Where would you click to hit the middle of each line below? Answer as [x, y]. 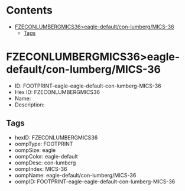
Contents [30, 10]
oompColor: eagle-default [46, 156]
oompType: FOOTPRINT [44, 144]
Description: [30, 105]
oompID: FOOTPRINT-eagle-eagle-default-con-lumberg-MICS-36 [95, 182]
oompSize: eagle [35, 150]
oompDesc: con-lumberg [45, 163]
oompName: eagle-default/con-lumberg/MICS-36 [75, 175]
